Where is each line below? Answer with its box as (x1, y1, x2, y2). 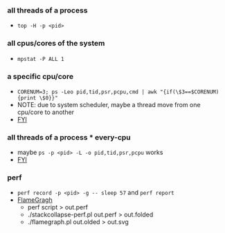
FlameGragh (17, 196, 53, 204)
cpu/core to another (17, 108, 75, 116)
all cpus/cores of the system (7, 39, 105, 48)
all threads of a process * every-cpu (7, 132, 132, 142)
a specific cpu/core (7, 71, 74, 81)
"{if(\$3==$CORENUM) (160, 88, 219, 95)
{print (17, 94, 37, 102)
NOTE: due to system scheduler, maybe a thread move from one (17, 100, 201, 109)
